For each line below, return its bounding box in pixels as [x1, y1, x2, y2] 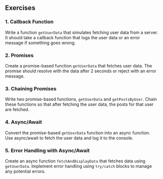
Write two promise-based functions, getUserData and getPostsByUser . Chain [5, 97, 157, 102]
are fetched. [5, 107, 30, 113]
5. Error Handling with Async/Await [5, 147, 90, 154]
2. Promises [5, 52, 34, 59]
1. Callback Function [5, 18, 54, 25]
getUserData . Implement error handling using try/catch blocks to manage [5, 163, 152, 169]
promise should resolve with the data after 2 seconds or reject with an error [5, 68, 157, 74]
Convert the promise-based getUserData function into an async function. [5, 130, 150, 135]
